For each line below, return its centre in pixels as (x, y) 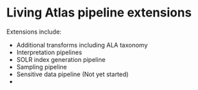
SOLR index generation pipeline (61, 59)
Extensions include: (34, 32)
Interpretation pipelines (49, 52)
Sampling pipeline (41, 67)
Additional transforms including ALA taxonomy (82, 45)
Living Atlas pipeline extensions (99, 13)
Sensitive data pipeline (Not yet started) (72, 74)
